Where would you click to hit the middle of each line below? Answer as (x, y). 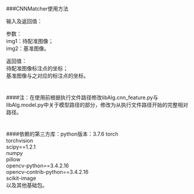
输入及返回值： (24, 21)
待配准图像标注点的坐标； (37, 68)
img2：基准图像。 (28, 48)
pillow (13, 160)
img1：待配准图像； (30, 41)
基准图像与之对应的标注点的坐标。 (47, 76)
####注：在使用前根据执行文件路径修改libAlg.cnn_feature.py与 (82, 98)
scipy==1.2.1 (21, 147)
